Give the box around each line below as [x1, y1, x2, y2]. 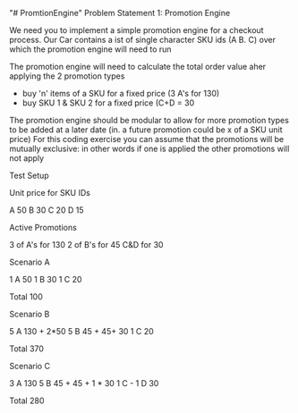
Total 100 [9, 291, 43, 302]
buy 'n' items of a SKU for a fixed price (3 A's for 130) [21, 88, 220, 98]
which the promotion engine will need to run [9, 44, 172, 55]
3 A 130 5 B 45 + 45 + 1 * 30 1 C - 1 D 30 [9, 378, 159, 388]
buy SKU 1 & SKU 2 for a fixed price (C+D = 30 [21, 97, 195, 108]
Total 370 [9, 343, 45, 354]
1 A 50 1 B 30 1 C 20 [9, 274, 82, 284]
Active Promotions [9, 223, 78, 232]
